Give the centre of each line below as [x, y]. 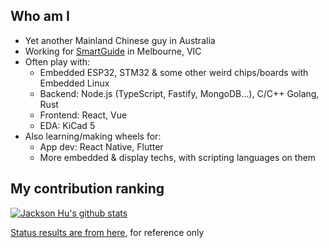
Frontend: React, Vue [83, 115]
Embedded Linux [74, 83]
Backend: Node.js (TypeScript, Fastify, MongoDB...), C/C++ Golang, [179, 93]
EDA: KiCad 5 [67, 125]
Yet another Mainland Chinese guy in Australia [120, 40]
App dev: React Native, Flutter [101, 146]
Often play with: [57, 61]
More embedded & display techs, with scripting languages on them [178, 157]
